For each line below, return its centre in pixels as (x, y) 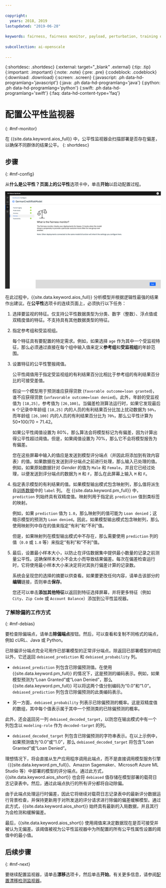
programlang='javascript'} (32, 82)
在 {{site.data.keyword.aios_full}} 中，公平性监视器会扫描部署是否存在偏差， (83, 139)
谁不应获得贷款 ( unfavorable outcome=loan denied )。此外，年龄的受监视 (85, 397)
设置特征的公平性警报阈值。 (41, 364)
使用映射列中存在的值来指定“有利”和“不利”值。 (60, 525)
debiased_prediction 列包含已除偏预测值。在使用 (62, 667)
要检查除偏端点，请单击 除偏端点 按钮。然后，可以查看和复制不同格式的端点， (83, 634)
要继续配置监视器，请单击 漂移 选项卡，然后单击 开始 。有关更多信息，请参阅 (81, 875)
